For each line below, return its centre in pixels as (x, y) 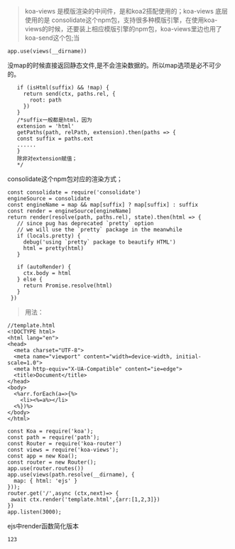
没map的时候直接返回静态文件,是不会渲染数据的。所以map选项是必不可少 (114, 65)
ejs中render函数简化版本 (43, 526)
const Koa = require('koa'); (50, 431)
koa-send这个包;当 (52, 38)
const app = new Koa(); (43, 456)
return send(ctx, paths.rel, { (69, 94)
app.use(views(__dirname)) (47, 51)
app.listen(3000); (34, 512)
